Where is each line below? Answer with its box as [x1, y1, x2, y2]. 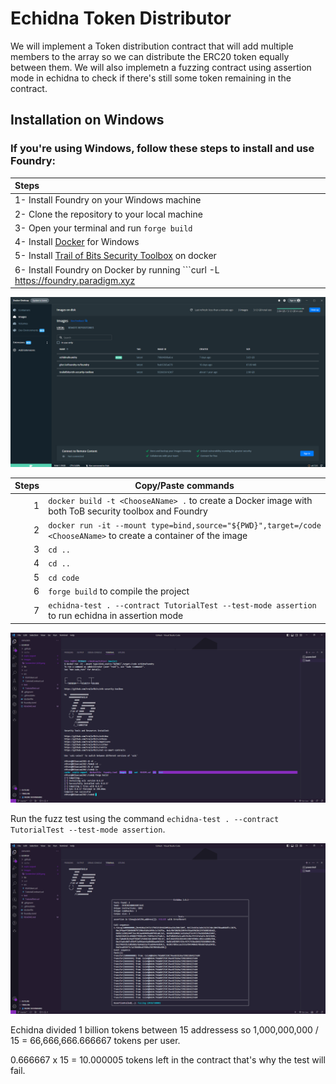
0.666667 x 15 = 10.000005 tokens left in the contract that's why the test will [10, 1053, 326, 1066]
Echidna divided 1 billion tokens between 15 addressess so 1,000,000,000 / [10, 1023, 319, 1036]
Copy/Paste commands [134, 480, 235, 492]
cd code [48, 573, 80, 583]
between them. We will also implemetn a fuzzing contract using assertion [10, 61, 312, 73]
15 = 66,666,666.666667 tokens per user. [10, 1034, 181, 1046]
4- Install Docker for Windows [14, 236, 140, 248]
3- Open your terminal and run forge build [14, 222, 193, 234]
